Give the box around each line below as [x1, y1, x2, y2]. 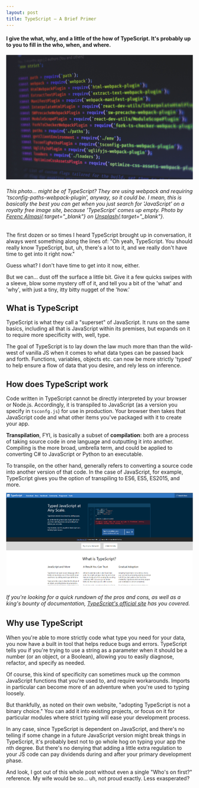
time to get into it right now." [6, 250, 75, 257]
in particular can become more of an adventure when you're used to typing [6, 683, 190, 691]
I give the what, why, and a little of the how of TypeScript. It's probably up [6, 35, 191, 42]
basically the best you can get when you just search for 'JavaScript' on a [6, 200, 185, 207]
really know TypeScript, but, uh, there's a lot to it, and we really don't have [6, 244, 188, 251]
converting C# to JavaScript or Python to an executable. [6, 450, 143, 458]
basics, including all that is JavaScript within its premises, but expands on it [6, 325, 191, 332]
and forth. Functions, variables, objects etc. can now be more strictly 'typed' [6, 355, 192, 363]
